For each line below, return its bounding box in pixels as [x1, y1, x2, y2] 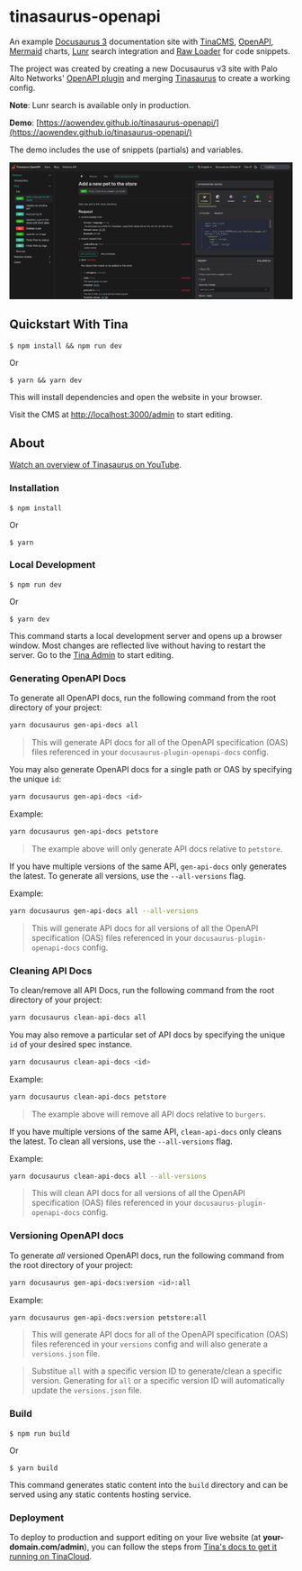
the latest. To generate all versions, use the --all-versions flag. [9, 870, 246, 881]
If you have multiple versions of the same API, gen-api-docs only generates [9, 861, 288, 872]
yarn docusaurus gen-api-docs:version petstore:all [9, 1313, 207, 1322]
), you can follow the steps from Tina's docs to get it [84, 1541, 277, 1552]
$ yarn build [9, 1463, 58, 1473]
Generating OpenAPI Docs [9, 671, 127, 684]
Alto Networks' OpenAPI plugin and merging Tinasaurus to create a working [9, 72, 290, 83]
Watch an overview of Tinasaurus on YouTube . [9, 460, 182, 470]
